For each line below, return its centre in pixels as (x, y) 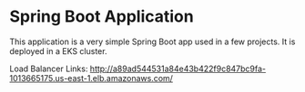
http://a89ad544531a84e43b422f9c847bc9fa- (178, 69)
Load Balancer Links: (49, 69)
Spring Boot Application (102, 17)
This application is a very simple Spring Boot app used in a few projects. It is (152, 41)
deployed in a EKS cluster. (58, 51)
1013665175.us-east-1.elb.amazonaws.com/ (91, 78)
